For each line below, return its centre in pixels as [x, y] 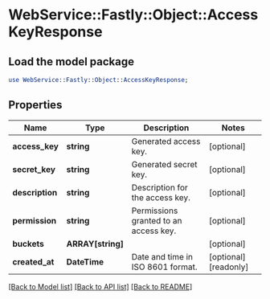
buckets [28, 244]
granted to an [157, 220]
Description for [160, 187]
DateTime [85, 261]
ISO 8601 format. [164, 267]
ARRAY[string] [95, 244]
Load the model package [72, 61]
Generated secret [164, 164]
